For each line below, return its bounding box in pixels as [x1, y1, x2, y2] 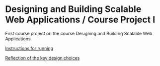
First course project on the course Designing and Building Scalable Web [5, 30, 153, 36]
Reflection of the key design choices [5, 55, 80, 61]
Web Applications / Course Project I [5, 14, 156, 25]
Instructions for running [5, 45, 54, 51]
